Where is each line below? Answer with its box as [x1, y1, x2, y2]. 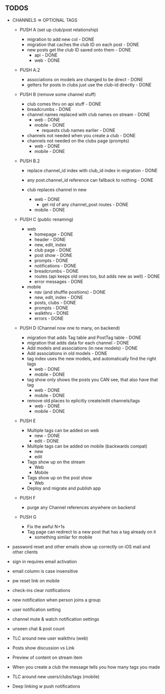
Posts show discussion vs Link [12, 644, 75, 650]
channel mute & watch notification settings [12, 616, 100, 622]
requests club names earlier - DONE [41, 127, 116, 133]
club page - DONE [34, 247, 72, 253]
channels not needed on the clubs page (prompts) [27, 138, 129, 144]
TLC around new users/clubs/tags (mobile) [12, 673, 100, 680]
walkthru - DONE [34, 310, 69, 316]
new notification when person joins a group [12, 596, 101, 603]
